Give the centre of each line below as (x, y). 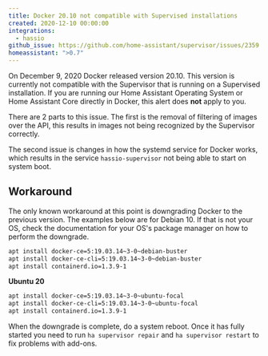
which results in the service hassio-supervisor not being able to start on (127, 158)
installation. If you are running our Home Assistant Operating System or (126, 93)
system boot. (30, 166)
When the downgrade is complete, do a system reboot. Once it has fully (127, 326)
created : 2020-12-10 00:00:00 (59, 23)
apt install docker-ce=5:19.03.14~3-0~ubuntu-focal (96, 296)
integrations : (32, 30)
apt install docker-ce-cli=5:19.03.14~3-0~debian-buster (105, 259)
